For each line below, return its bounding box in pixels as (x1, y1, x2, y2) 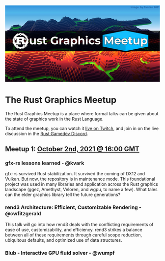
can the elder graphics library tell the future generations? (5, 192, 120, 197)
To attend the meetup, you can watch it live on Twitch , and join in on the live (5, 125, 159, 131)
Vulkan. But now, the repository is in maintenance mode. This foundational (5, 176, 156, 182)
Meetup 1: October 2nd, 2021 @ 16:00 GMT (5, 145, 139, 153)
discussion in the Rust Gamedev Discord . (5, 130, 88, 136)
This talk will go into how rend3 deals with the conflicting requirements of (5, 221, 154, 227)
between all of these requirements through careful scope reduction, (5, 232, 142, 238)
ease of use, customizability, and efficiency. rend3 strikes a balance (5, 227, 142, 232)
